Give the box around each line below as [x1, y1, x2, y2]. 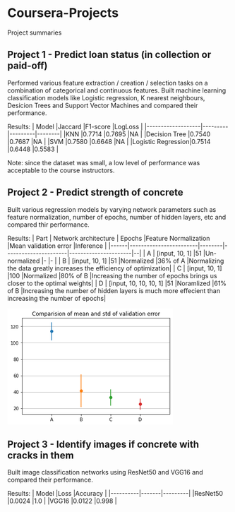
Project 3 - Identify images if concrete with [7, 438, 200, 450]
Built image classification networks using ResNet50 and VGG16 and [7, 468, 203, 477]
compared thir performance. [7, 220, 90, 229]
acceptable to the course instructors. [7, 166, 115, 174]
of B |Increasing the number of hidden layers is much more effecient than [7, 286, 221, 294]
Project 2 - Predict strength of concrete [7, 186, 183, 198]
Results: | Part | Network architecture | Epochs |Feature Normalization [7, 234, 210, 242]
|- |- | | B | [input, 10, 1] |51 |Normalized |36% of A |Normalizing [41, 256, 224, 265]
